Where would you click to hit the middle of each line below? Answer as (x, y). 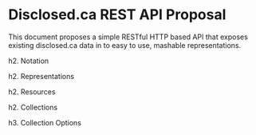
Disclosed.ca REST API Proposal (117, 15)
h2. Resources (32, 91)
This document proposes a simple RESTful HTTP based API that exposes (128, 37)
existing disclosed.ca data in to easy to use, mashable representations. (125, 45)
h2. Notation (29, 61)
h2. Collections (33, 107)
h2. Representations (41, 76)
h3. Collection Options (45, 122)
